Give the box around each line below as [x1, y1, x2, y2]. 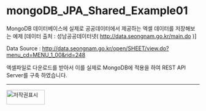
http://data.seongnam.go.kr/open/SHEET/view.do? [42, 44, 169, 52]
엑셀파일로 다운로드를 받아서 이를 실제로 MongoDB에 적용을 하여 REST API [6, 64, 186, 71]
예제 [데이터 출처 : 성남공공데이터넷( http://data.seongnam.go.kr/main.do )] [12, 32, 197, 40]
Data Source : [6, 44, 41, 52]
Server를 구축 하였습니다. [6, 71, 67, 78]
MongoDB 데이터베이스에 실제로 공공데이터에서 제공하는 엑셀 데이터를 [6, 25, 174, 32]
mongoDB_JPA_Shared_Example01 [6, 4, 188, 18]
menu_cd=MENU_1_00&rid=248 [6, 51, 86, 58]
